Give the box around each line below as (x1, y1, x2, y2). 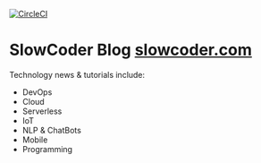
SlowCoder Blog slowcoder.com (9, 40, 253, 60)
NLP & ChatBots (21, 124, 82, 135)
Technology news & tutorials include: (9, 69, 146, 80)
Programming (21, 143, 73, 154)
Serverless (21, 106, 63, 116)
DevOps (21, 86, 53, 98)
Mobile (21, 134, 48, 145)
